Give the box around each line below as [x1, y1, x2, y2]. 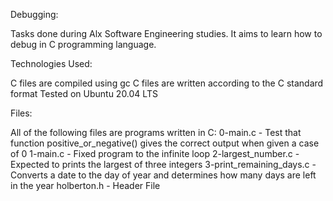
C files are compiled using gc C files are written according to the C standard [10, 77, 324, 89]
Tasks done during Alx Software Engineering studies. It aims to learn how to [10, 28, 323, 39]
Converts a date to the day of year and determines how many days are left [10, 169, 317, 181]
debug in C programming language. [10, 39, 157, 50]
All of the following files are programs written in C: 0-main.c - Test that [10, 127, 302, 138]
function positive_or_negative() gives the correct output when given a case [10, 137, 320, 149]
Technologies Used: [10, 58, 93, 69]
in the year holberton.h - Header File [10, 180, 161, 191]
